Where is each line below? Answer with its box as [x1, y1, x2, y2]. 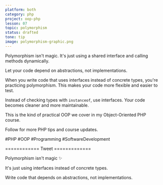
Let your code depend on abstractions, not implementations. [5, 67, 128, 73]
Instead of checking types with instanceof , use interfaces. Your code [5, 97, 145, 103]
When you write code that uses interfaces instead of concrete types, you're [5, 77, 158, 83]
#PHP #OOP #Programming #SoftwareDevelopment [5, 136, 110, 142]
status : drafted [5, 30, 38, 35]
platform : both [5, 7, 36, 12]
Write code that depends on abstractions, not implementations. [5, 174, 133, 180]
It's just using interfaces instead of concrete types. [5, 165, 108, 171]
